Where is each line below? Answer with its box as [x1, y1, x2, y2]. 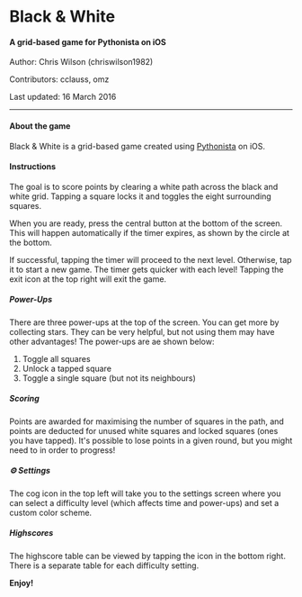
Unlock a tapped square [22, 363, 112, 374]
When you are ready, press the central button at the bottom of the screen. [9, 218, 283, 229]
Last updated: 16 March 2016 [9, 92, 117, 103]
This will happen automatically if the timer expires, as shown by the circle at [9, 227, 290, 238]
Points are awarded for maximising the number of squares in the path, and [9, 416, 285, 427]
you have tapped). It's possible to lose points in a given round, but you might [9, 435, 293, 446]
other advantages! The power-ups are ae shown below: [9, 336, 215, 347]
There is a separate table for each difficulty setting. [9, 560, 200, 571]
